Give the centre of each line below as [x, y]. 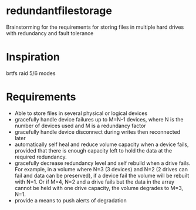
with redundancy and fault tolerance [50, 33]
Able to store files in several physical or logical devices [81, 113]
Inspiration [33, 57]
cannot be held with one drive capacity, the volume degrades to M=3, [99, 188]
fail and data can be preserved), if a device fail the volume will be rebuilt [102, 175]
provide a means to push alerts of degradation [71, 200]
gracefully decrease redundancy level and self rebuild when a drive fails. [102, 163]
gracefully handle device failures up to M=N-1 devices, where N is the [99, 119]
